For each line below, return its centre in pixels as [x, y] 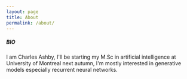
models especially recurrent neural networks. [62, 70]
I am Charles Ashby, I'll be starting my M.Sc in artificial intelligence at [91, 57]
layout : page [22, 12]
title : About [22, 17]
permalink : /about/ [30, 23]
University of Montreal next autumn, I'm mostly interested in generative [94, 63]
